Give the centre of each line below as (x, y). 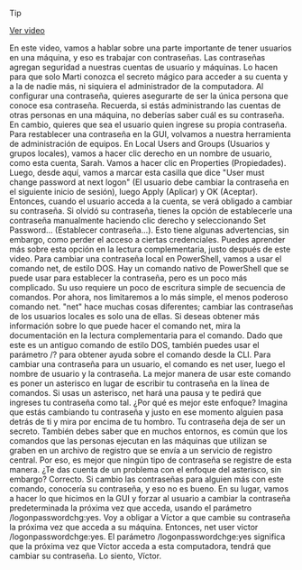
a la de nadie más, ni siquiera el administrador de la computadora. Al (137, 86)
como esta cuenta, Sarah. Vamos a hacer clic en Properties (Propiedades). (148, 163)
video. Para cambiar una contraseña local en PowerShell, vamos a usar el (146, 259)
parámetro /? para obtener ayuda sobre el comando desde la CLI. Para (140, 354)
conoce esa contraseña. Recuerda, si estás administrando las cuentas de (145, 106)
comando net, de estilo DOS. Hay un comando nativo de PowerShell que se (149, 268)
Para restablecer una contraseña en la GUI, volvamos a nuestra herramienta (150, 134)
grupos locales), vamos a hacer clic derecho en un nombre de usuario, (141, 153)
